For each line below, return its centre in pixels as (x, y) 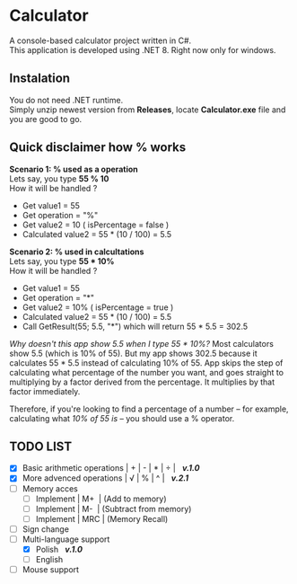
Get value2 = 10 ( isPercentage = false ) (96, 225)
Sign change (46, 529)
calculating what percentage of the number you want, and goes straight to (147, 372)
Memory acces (50, 488)
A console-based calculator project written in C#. (100, 40)
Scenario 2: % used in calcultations (77, 252)
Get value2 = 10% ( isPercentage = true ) (98, 307)
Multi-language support (66, 539)
